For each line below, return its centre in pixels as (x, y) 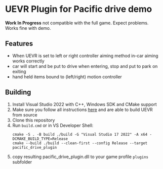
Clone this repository (34, 120)
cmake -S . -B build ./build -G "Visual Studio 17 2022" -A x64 (80, 134)
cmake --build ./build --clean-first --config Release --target (80, 143)
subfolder (22, 162)
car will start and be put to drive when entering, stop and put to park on (85, 66)
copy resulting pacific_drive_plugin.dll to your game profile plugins (80, 157)
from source (25, 114)
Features (19, 44)
